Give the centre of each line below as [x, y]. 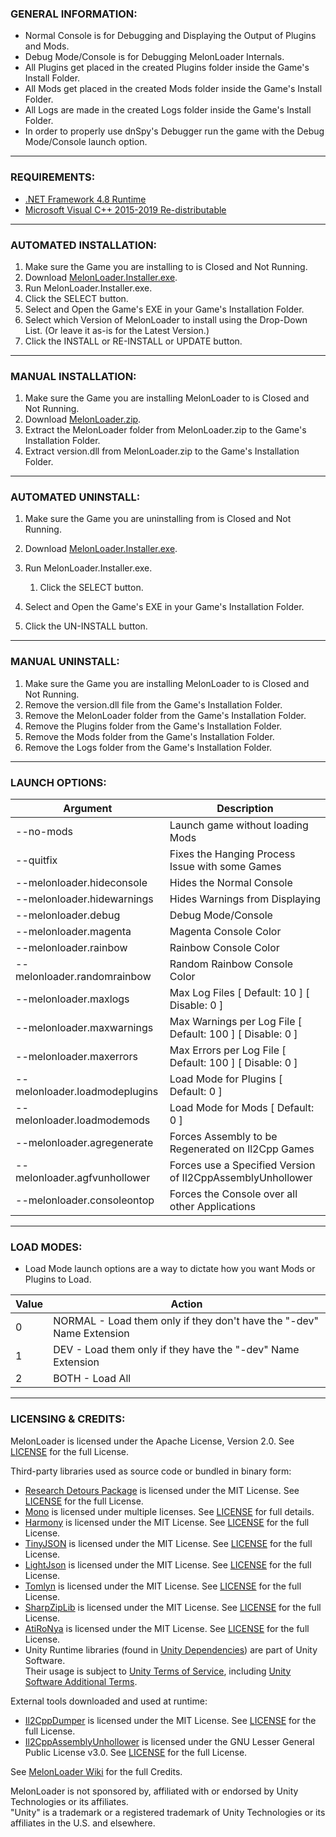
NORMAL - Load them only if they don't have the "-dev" [186, 1321]
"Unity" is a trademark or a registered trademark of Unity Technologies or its [168, 1812]
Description [245, 809]
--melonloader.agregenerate [84, 1143]
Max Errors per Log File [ [228, 1050]
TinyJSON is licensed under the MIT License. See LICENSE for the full [168, 1543]
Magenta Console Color [225, 932]
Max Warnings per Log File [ [236, 1022]
